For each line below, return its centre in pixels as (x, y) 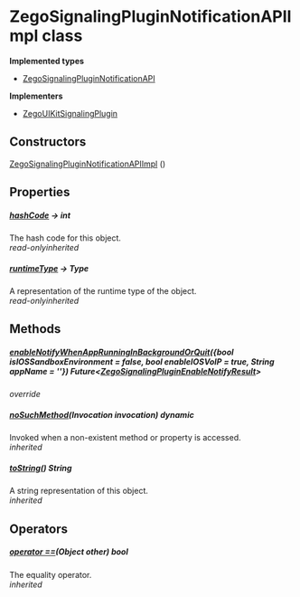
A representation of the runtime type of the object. (103, 291)
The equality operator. (51, 574)
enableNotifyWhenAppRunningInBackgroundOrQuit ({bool (122, 352)
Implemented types (47, 61)
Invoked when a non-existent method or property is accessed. (125, 438)
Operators (39, 529)
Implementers (36, 96)
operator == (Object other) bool (69, 552)
